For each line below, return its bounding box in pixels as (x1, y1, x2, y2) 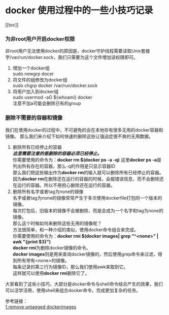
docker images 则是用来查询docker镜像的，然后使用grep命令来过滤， (12, 251, 158, 257)
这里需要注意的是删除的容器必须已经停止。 (12, 150, 102, 156)
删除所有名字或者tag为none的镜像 (12, 188, 84, 195)
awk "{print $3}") (12, 238, 51, 244)
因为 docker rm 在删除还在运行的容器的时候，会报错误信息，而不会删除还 (12, 176, 164, 182)
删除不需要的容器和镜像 (5, 114, 62, 121)
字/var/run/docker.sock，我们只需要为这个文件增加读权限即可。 (5, 54, 138, 60)
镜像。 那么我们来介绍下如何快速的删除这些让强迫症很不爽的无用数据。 (5, 133, 153, 139)
